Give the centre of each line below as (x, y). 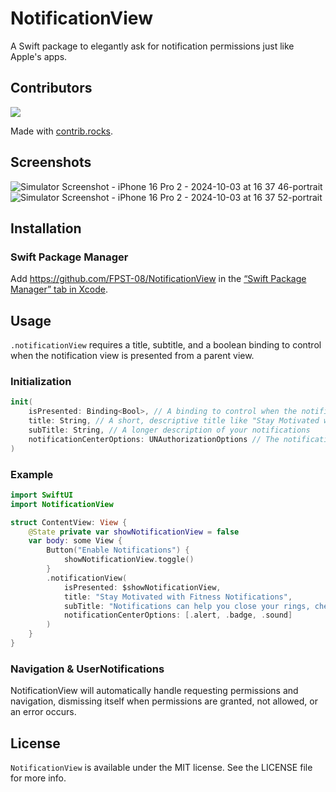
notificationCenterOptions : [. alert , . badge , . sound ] (178, 615)
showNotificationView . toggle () (129, 560)
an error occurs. (43, 712)
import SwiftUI (42, 495)
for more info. (38, 778)
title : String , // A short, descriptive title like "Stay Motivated (174, 421)
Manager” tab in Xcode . (59, 289)
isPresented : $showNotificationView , (142, 587)
